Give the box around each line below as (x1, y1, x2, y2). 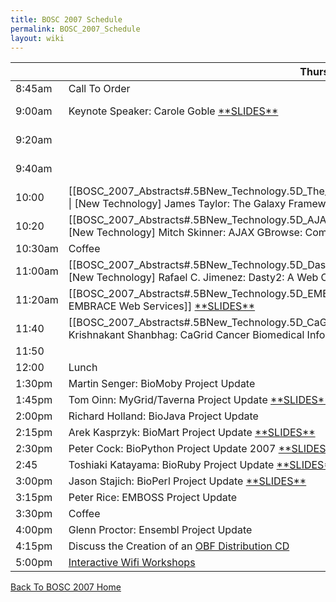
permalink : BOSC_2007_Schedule (10, 24, 141, 34)
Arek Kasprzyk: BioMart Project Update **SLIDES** (68, 426, 316, 440)
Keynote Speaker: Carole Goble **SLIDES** (68, 104, 279, 118)
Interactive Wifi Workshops (68, 556, 196, 570)
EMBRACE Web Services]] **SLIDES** (68, 299, 256, 313)
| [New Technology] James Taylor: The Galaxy (68, 197, 287, 211)
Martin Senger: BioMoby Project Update (68, 377, 256, 391)
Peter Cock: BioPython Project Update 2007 (68, 442, 277, 456)
